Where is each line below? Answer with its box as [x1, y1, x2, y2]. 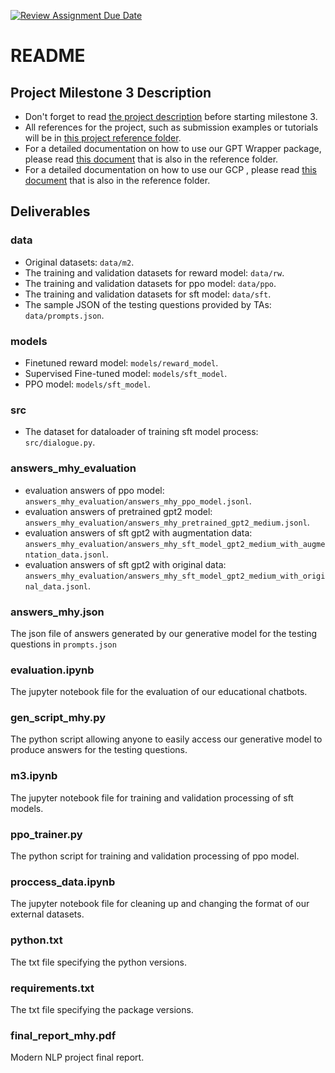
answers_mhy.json [10, 605, 105, 619]
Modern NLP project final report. [10, 1051, 145, 1064]
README [10, 45, 86, 67]
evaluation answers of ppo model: [24, 484, 165, 496]
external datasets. [10, 908, 85, 920]
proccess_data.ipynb [10, 875, 116, 889]
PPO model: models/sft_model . [24, 378, 151, 390]
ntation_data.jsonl [24, 550, 107, 560]
